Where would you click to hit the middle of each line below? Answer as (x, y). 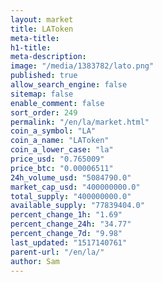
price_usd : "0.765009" (57, 159)
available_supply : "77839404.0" (77, 206)
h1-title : (31, 47)
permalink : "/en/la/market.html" (80, 122)
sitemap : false (42, 94)
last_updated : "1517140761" (69, 242)
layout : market (42, 19)
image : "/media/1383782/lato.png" (82, 66)
